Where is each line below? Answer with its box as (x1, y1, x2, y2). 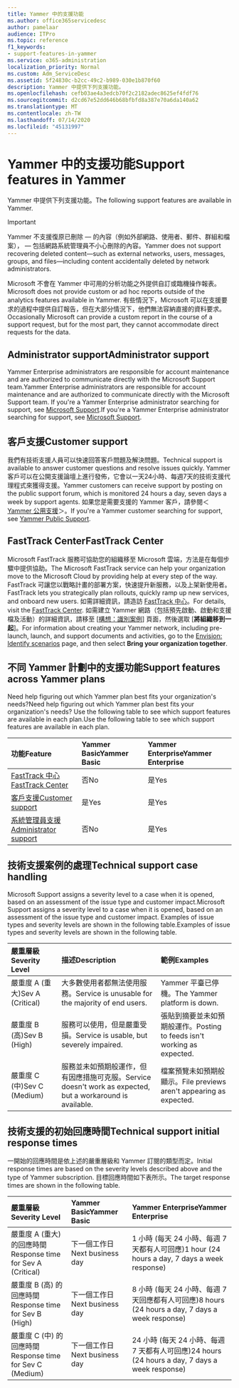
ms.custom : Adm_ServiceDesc (7, 70, 91, 77)
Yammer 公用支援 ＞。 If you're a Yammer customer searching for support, (7, 507, 223, 515)
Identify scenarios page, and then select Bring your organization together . (7, 639, 228, 647)
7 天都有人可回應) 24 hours (132, 1346, 222, 1356)
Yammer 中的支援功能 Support (7, 156, 185, 172)
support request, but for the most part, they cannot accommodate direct (7, 320, 219, 329)
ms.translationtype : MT (7, 103, 78, 110)
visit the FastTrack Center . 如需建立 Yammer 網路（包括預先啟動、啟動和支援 (7, 605, 232, 614)
